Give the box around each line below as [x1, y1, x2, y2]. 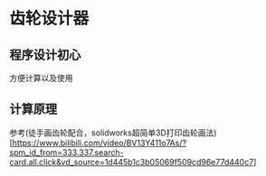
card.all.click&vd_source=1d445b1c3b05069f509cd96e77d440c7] [9, 156, 257, 167]
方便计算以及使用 [9, 73, 73, 83]
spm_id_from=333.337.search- [9, 146, 124, 158]
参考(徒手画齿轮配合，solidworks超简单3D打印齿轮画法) [9, 127, 217, 138]
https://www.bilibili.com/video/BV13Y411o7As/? [12, 137, 187, 148]
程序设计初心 [9, 47, 81, 62]
